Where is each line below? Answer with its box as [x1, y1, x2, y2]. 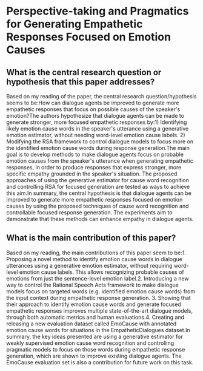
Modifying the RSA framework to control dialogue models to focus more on [6, 138, 194, 145]
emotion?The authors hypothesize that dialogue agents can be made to [6, 112, 185, 119]
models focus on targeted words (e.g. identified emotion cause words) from [6, 287, 196, 295]
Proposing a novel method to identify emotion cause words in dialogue [6, 255, 183, 262]
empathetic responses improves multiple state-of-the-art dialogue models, [6, 307, 193, 314]
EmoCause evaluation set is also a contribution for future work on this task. [6, 358, 194, 366]
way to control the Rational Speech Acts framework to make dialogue [6, 281, 179, 288]
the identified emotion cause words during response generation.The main [6, 145, 190, 151]
